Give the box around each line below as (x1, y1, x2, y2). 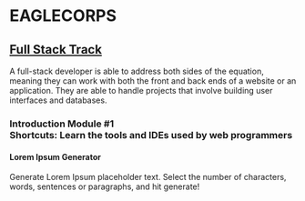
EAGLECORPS (9, 5, 117, 26)
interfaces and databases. (9, 95, 107, 106)
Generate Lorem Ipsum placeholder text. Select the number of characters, (9, 172, 287, 183)
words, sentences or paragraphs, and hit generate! (9, 181, 200, 192)
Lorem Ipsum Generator (9, 151, 102, 162)
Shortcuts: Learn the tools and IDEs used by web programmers (9, 128, 293, 141)
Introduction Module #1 (9, 117, 115, 130)
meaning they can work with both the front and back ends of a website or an (9, 75, 297, 86)
